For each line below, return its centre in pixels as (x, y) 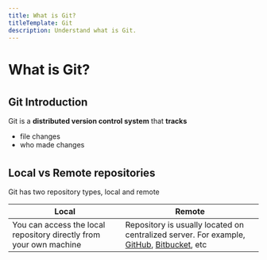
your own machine (47, 245)
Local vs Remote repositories (82, 172)
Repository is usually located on (185, 225)
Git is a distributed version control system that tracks (98, 120)
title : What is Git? (43, 15)
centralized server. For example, (185, 235)
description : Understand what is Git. (72, 30)
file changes (40, 136)
